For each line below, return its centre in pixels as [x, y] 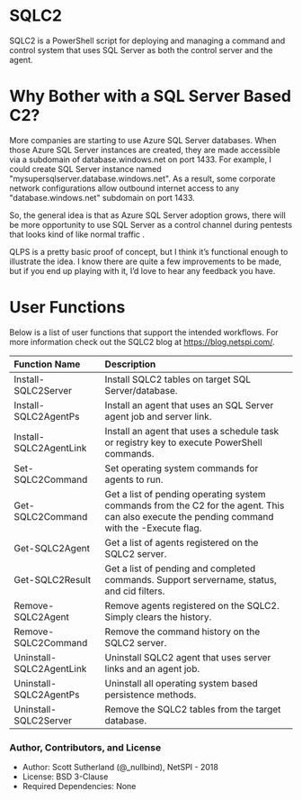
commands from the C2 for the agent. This [195, 505]
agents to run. [134, 479]
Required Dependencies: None [79, 786]
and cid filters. [135, 591]
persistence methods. [151, 695]
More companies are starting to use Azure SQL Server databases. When [143, 140]
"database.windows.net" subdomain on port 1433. [102, 197]
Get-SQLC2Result [53, 579]
